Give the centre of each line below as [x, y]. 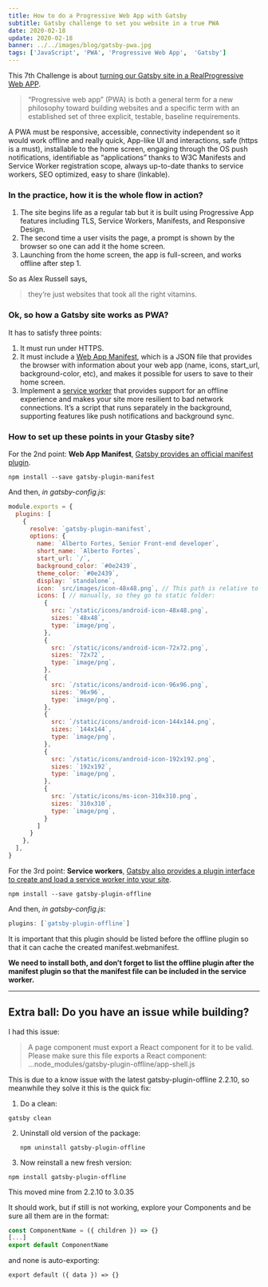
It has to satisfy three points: [55, 332]
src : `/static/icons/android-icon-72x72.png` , [130, 648]
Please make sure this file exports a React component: [117, 1055]
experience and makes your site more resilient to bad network [122, 399]
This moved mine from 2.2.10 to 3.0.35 [71, 1192]
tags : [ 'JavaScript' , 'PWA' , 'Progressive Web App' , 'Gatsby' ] [117, 53]
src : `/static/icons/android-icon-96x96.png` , [130, 685]
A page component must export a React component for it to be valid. [140, 1047]
